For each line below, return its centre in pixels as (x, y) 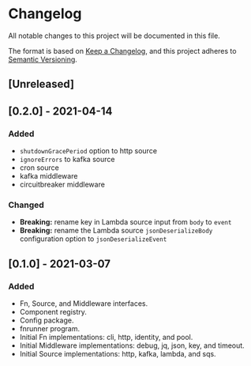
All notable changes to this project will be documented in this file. (114, 36)
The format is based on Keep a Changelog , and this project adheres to (122, 51)
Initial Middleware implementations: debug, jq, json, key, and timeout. (132, 345)
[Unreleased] (41, 84)
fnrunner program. (50, 328)
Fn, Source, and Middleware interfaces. (84, 304)
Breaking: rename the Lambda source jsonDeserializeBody (116, 231)
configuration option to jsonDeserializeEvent (93, 239)
